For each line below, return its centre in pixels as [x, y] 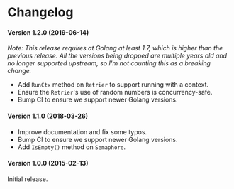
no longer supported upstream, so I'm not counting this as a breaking [109, 63]
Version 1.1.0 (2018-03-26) [48, 116]
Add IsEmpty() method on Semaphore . [72, 147]
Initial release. [28, 179]
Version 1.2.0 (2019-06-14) [48, 32]
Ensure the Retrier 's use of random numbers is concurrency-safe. [115, 92]
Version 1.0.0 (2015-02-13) [48, 163]
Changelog [40, 12]
